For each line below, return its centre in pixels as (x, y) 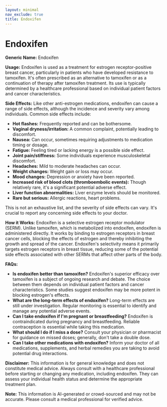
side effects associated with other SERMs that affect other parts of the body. (84, 255)
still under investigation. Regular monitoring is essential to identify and (84, 306)
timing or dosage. (30, 145)
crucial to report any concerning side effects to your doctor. (67, 213)
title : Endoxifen (23, 19)
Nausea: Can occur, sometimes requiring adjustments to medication (83, 140)
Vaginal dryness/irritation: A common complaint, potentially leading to (85, 129)
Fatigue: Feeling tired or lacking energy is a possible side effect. (78, 150)
